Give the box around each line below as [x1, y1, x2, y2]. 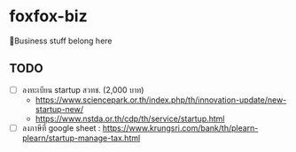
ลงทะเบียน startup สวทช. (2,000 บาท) [21, 84, 144, 95]
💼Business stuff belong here [9, 35, 113, 46]
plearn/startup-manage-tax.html [21, 133, 141, 143]
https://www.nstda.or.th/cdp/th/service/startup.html [35, 113, 225, 124]
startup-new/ [35, 103, 84, 114]
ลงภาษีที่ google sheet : [21, 122, 101, 133]
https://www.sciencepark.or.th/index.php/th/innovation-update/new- [35, 95, 287, 105]
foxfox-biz [9, 6, 88, 27]
